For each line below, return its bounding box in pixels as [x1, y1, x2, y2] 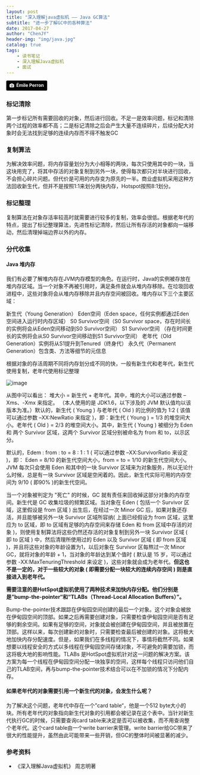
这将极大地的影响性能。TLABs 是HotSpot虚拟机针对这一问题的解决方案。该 [6, 650, 190, 658]
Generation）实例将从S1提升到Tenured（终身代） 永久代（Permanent [6, 340, 176, 347]
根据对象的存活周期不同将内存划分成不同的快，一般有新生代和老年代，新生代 [6, 360, 194, 367]
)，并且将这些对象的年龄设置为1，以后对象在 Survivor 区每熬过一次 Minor [6, 543, 185, 551]
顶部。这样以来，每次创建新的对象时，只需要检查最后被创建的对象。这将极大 [6, 628, 194, 635]
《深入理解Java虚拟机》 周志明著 [14, 762, 96, 770]
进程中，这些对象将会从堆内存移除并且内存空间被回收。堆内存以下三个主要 [6, 290, 189, 297]
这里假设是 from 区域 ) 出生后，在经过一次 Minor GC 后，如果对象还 [16, 506, 183, 513]
